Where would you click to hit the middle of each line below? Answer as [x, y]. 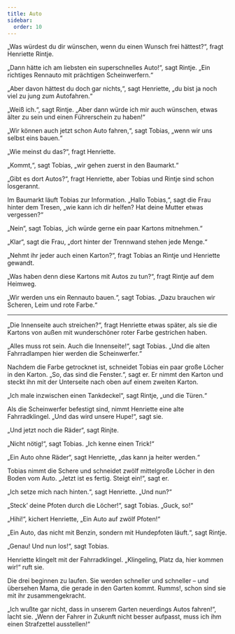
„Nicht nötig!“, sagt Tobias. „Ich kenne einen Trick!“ [81, 444]
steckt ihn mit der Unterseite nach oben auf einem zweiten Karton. [103, 382]
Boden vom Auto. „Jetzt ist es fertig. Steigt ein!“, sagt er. [88, 478]
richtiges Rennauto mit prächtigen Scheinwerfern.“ [80, 75]
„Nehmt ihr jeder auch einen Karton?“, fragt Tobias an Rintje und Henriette [114, 256]
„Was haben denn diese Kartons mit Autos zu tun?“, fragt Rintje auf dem [111, 277]
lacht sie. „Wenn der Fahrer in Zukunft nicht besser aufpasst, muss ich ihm [114, 616]
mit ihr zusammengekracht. [47, 595]
